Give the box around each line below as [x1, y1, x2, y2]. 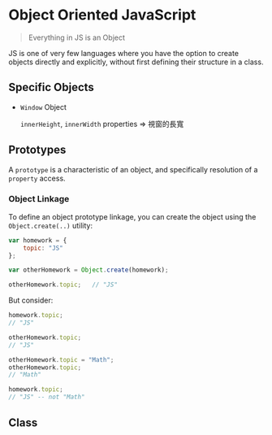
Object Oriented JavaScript [8, 6, 196, 24]
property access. [8, 173, 67, 183]
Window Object [19, 102, 67, 111]
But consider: [8, 295, 54, 306]
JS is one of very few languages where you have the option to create [8, 48, 240, 58]
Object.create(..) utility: [8, 220, 93, 230]
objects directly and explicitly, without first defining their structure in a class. [8, 57, 264, 67]
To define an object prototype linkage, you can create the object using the [8, 211, 257, 221]
